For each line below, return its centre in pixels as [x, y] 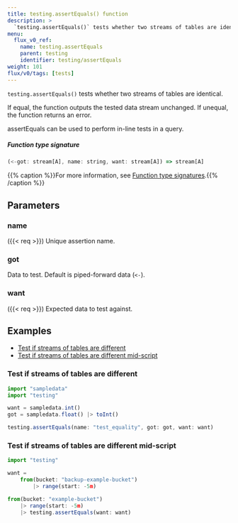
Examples [29, 331]
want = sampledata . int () [44, 408]
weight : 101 [25, 67]
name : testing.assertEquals [61, 47]
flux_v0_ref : [33, 40]
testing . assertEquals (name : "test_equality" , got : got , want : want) [110, 428]
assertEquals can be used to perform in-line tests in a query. [96, 128]
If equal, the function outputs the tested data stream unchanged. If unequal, [118, 107]
